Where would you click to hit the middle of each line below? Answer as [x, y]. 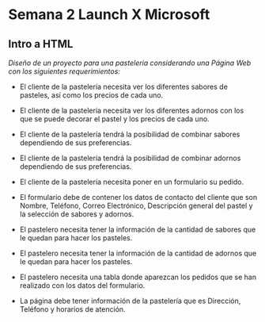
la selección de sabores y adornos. [77, 214]
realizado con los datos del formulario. [82, 286]
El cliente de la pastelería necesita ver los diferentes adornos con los [132, 110]
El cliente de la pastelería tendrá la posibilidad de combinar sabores [130, 134]
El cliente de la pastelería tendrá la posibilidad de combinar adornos [130, 158]
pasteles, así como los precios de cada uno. [91, 95]
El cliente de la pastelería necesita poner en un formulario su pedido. [132, 182]
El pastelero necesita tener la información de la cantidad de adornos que [138, 253]
